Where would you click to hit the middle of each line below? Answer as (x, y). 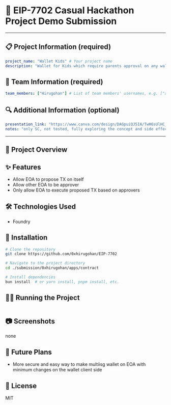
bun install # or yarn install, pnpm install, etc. (62, 282)
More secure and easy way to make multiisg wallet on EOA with (79, 364)
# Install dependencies (31, 277)
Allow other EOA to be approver (46, 184)
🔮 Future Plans (29, 352)
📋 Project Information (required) (58, 47)
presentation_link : (26, 124)
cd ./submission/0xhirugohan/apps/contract (52, 268)
